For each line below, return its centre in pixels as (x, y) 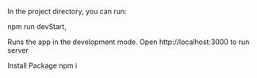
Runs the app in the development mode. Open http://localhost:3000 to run (128, 42)
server (18, 50)
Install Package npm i (42, 65)
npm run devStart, (37, 26)
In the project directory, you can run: (67, 11)
